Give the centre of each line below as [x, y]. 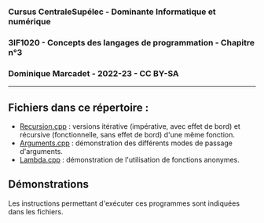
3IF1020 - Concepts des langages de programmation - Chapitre [132, 42]
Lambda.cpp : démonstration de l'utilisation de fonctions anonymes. [129, 159]
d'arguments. [41, 151]
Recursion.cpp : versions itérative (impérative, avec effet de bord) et [130, 126]
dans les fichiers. [36, 211]
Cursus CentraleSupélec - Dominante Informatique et [112, 12]
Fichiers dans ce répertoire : [79, 107]
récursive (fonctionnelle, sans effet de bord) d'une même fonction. [127, 134]
